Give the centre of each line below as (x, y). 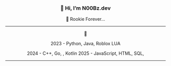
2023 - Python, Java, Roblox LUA (85, 44)
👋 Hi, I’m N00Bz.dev (85, 8)
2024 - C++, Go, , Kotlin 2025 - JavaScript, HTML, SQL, (85, 53)
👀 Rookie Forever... (85, 19)
